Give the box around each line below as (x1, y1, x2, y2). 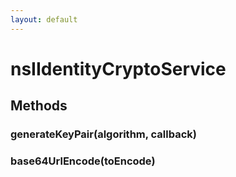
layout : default (10, 14, 78, 25)
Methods (10, 97, 68, 115)
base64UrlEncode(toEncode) (10, 154, 156, 168)
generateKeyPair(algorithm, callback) (10, 127, 197, 141)
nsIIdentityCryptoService (10, 57, 227, 80)
